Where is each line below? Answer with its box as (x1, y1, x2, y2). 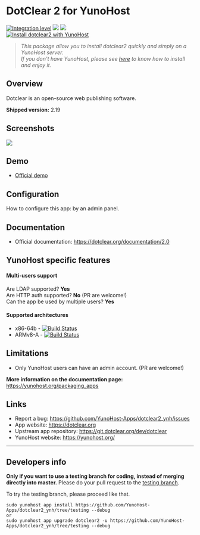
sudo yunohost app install (6, 502, 73, 508)
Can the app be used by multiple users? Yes (6, 298, 114, 305)
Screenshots (6, 123, 55, 133)
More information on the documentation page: (6, 375, 123, 382)
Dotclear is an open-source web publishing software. (6, 94, 137, 102)
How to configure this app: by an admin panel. (6, 205, 120, 212)
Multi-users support (6, 272, 58, 279)
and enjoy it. (20, 61, 52, 69)
